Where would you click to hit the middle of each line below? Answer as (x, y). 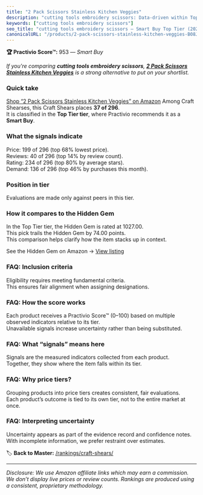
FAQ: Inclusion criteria (40, 267)
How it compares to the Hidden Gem (60, 213)
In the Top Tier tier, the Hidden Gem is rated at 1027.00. (75, 227)
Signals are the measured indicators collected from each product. (88, 357)
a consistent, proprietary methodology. (55, 485)
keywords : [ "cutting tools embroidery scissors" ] (70, 23)
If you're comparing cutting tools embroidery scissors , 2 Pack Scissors (97, 66)
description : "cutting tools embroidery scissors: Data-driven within (97, 18)
